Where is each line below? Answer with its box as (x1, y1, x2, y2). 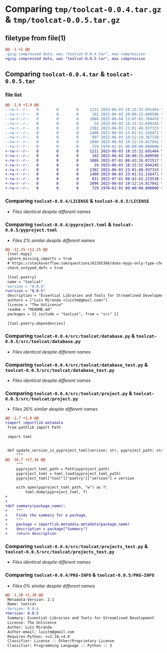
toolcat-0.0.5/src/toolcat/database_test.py (5, 367, 115, 373)
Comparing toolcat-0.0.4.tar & (5, 70, 105, 78)
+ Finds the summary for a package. (5, 512, 88, 517)
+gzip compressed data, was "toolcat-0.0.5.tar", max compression (5, 56, 146, 61)
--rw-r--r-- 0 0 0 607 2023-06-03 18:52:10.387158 (5, 135, 159, 140)
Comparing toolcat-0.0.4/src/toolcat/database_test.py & (5, 361, 148, 368)
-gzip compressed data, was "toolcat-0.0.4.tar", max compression (5, 51, 146, 57)
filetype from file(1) (5, 34, 66, 42)
